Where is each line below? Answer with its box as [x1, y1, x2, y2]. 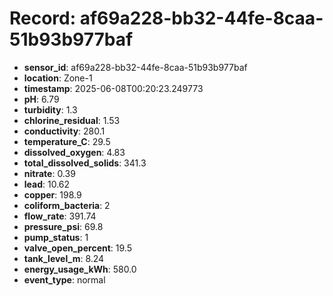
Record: [9, 7, 77, 30]
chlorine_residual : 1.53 [23, 114, 121, 126]
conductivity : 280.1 [23, 125, 106, 137]
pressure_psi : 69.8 [23, 220, 104, 232]
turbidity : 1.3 [23, 103, 78, 116]
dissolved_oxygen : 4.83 [23, 146, 126, 158]
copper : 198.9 [23, 188, 82, 201]
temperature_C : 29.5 [23, 135, 111, 147]
